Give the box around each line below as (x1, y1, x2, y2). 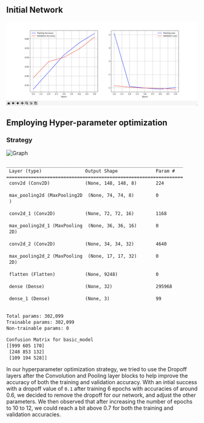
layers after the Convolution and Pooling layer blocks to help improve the (6, 372, 188, 379)
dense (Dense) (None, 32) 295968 (8, 283, 172, 289)
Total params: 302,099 (6, 313, 64, 319)
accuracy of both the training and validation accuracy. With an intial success (6, 378, 197, 385)
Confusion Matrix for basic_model (6, 337, 94, 343)
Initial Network (6, 5, 64, 15)
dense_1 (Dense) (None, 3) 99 (8, 295, 162, 301)
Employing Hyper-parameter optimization (6, 117, 168, 128)
